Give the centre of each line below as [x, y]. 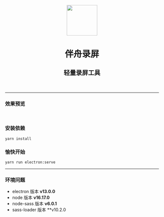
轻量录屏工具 [82, 73]
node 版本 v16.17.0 [31, 197]
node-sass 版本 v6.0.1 [34, 204]
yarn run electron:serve [30, 162]
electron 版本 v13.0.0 [33, 192]
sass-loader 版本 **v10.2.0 [39, 210]
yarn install [18, 138]
